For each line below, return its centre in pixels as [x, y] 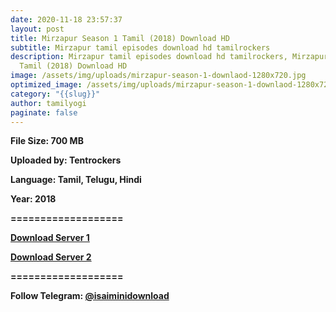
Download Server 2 [51, 257]
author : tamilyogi [48, 103]
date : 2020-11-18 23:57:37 [66, 19]
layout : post [37, 29]
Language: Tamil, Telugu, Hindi [76, 180]
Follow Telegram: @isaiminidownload [90, 296]
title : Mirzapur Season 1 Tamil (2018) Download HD [120, 38]
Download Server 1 [50, 238]
